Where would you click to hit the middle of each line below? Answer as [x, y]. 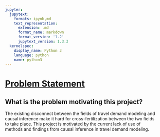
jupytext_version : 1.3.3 [43, 42]
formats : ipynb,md [32, 19]
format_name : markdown [41, 32]
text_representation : [36, 23]
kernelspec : [22, 46]
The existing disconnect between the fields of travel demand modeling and [80, 114]
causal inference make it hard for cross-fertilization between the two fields [80, 119]
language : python [31, 55]
